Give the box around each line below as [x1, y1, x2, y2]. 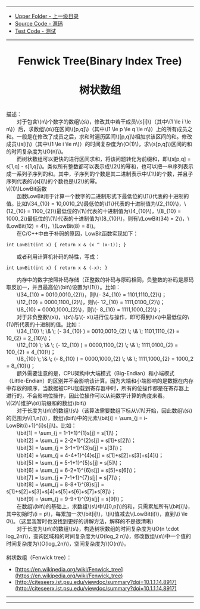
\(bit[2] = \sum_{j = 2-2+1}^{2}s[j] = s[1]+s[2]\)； [17, 437, 137, 444]
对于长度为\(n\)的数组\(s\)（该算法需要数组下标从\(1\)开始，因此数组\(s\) [17, 407, 192, 415]
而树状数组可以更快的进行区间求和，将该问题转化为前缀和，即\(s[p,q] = [17, 156, 192, 163]
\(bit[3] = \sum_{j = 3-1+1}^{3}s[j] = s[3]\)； [17, 444, 124, 452]
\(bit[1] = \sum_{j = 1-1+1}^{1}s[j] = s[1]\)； [17, 429, 119, 437]
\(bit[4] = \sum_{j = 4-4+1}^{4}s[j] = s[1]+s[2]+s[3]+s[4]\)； [17, 452, 164, 459]
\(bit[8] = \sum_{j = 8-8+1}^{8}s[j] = [17, 481, 105, 488]
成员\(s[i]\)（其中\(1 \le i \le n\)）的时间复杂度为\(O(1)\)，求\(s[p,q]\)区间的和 [6, 141, 192, 148]
